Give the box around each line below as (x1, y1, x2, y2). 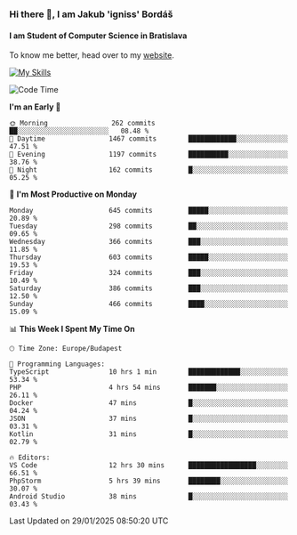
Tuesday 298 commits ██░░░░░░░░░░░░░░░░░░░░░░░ (9, 222, 289, 231)
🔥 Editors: (9, 453, 51, 462)
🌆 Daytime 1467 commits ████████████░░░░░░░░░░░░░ (9, 134, 289, 143)
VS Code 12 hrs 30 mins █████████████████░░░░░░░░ (9, 461, 289, 470)
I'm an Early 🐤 (9, 101, 61, 112)
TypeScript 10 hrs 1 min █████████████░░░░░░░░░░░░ (9, 368, 289, 377)
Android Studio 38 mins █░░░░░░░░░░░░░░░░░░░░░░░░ (9, 492, 289, 501)
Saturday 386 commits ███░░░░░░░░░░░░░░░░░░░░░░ (9, 284, 289, 293)
